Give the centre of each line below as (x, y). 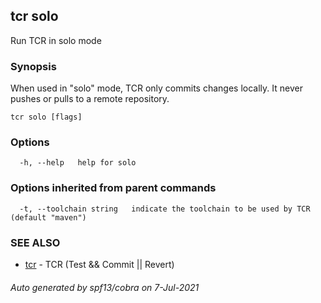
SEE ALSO (35, 242)
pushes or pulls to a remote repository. (90, 99)
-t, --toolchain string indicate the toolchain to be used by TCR (165, 209)
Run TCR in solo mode (56, 40)
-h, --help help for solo (78, 163)
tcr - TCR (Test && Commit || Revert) (99, 264)
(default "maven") (48, 217)
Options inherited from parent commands (113, 188)
